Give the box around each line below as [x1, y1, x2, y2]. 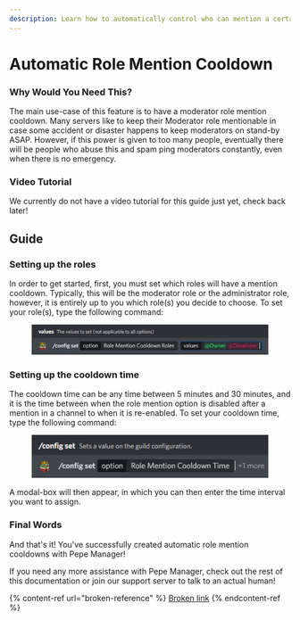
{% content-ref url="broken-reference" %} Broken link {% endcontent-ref [9, 592, 281, 603]
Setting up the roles [9, 258, 96, 270]
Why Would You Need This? [9, 86, 132, 98]
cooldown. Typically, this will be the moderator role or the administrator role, [9, 288, 290, 299]
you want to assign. [9, 496, 82, 508]
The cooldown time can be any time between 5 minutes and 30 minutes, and [9, 389, 291, 400]
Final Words [9, 518, 62, 531]
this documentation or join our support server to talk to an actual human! [9, 575, 276, 586]
